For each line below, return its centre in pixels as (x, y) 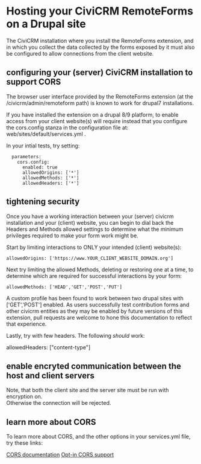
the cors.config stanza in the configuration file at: (67, 127)
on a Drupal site (46, 24)
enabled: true (40, 167)
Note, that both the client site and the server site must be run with (88, 390)
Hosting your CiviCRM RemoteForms (100, 11)
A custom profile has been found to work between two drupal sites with (95, 298)
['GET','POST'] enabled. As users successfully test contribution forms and (98, 304)
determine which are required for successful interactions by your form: (94, 275)
